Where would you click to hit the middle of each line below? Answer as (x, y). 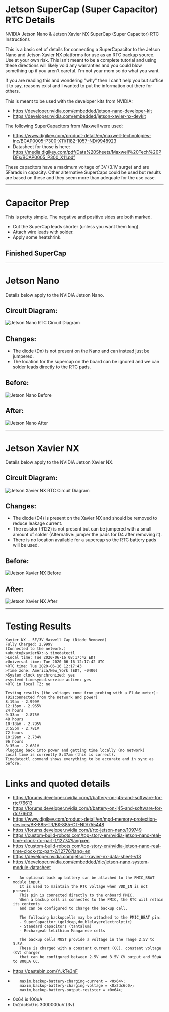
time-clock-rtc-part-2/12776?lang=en (51, 851)
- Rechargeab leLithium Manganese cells (62, 931)
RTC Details (30, 20)
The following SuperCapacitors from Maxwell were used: (64, 126)
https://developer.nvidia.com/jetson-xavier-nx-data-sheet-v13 (77, 856)
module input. (27, 882)
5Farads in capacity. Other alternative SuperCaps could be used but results (83, 172)
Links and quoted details (58, 784)
